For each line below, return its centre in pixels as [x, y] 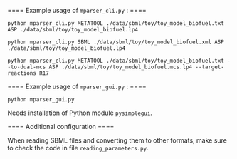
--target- [210, 67]
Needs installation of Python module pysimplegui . [80, 113]
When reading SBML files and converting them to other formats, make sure [117, 140]
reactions [22, 73]
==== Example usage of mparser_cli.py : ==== [77, 10]
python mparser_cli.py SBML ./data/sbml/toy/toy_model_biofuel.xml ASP [116, 42]
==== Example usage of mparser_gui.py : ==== [77, 86]
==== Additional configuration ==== [61, 127]
